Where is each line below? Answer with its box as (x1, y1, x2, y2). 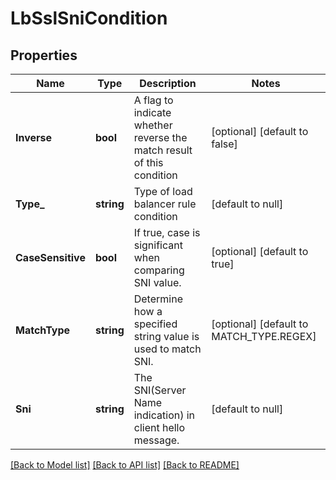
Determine (133, 292, 183, 306)
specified (133, 317, 178, 331)
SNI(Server (133, 383, 187, 397)
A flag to (133, 93, 174, 107)
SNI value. (133, 276, 182, 289)
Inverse (15, 131, 53, 144)
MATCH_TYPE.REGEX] (211, 330, 317, 343)
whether (133, 118, 173, 132)
